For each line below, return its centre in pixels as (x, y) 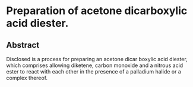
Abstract (23, 45)
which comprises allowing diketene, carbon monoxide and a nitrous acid (95, 65)
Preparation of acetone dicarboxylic (97, 11)
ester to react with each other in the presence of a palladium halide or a (94, 71)
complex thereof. (27, 78)
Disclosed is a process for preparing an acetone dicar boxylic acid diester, (97, 59)
